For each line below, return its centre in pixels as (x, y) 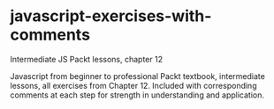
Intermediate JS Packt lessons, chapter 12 (86, 59)
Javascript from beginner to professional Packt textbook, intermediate (138, 76)
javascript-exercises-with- (111, 16)
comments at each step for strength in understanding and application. (137, 95)
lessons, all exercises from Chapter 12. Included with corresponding (133, 85)
